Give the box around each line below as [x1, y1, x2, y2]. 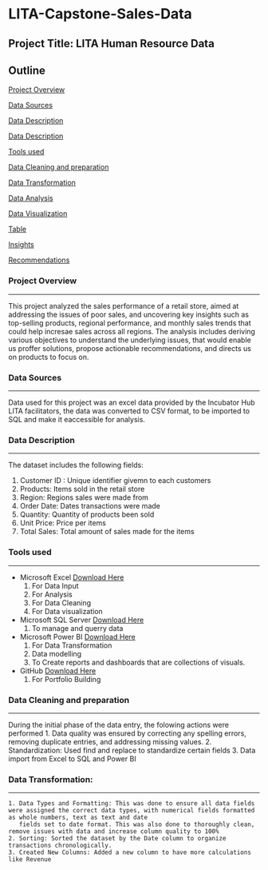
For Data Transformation [31, 641, 112, 650]
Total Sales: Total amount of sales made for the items [19, 527, 195, 537]
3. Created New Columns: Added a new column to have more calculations [8, 848, 251, 856]
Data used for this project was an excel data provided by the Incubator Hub [8, 397, 255, 407]
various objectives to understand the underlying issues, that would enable [8, 335, 251, 345]
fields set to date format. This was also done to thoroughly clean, [18, 820, 255, 828]
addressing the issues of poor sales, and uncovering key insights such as [8, 309, 250, 319]
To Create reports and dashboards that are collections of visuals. [31, 657, 246, 667]
